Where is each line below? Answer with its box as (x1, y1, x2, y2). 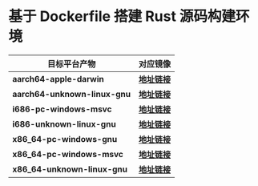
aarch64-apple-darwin (12, 73, 104, 84)
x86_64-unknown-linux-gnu (12, 164, 128, 175)
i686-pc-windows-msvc (12, 103, 112, 115)
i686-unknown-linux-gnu (12, 118, 116, 129)
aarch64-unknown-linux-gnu (12, 88, 131, 99)
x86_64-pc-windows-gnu (12, 133, 118, 144)
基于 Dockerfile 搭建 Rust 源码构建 (8, 7, 236, 26)
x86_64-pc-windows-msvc (12, 148, 124, 160)
